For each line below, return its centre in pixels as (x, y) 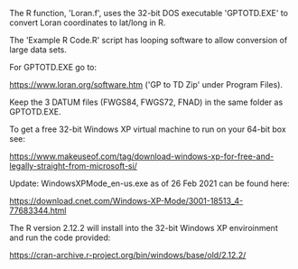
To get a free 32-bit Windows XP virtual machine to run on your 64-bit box (148, 129)
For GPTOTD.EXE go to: (53, 67)
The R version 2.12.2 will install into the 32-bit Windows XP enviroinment (144, 228)
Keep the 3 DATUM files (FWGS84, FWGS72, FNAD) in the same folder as (146, 102)
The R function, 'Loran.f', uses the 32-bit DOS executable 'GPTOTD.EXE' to (149, 13)
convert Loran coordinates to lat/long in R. (88, 23)
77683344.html (38, 210)
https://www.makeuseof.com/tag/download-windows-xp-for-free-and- (142, 156)
